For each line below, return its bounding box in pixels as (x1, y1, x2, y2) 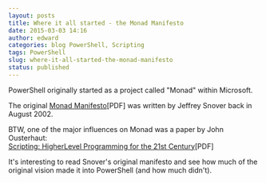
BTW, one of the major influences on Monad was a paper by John (8, 124, 224, 134)
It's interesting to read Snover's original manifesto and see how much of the (8, 157, 258, 166)
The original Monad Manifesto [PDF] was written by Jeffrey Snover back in (8, 100, 252, 110)
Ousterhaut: (8, 133, 48, 142)
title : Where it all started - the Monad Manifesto (8, 19, 184, 27)
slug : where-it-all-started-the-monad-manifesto (8, 56, 173, 64)
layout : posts (8, 11, 56, 20)
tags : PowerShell (8, 49, 66, 56)
